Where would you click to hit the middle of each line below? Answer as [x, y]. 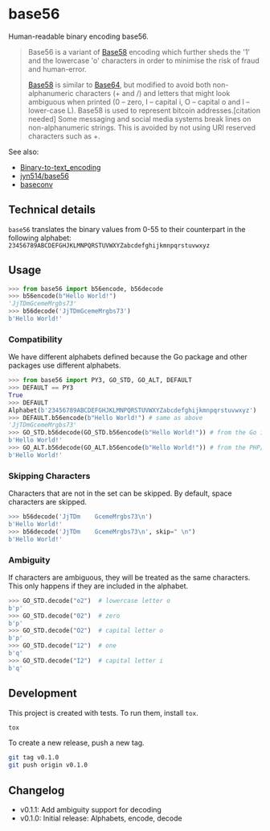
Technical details [52, 210]
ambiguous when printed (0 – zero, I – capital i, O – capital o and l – [139, 102]
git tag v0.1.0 [34, 758]
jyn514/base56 [45, 176]
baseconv [37, 184]
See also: [24, 152]
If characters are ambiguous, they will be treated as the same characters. [129, 577]
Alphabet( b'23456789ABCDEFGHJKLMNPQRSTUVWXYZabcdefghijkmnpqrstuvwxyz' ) [133, 410]
